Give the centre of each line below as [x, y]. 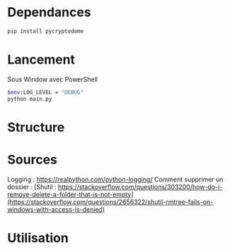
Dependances [49, 12]
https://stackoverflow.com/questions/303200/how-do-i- [140, 187]
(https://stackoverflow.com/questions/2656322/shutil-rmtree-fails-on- [110, 202]
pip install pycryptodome [45, 31]
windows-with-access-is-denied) [56, 209]
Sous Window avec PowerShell [52, 79]
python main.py [30, 99]
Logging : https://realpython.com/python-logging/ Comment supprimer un [115, 179]
